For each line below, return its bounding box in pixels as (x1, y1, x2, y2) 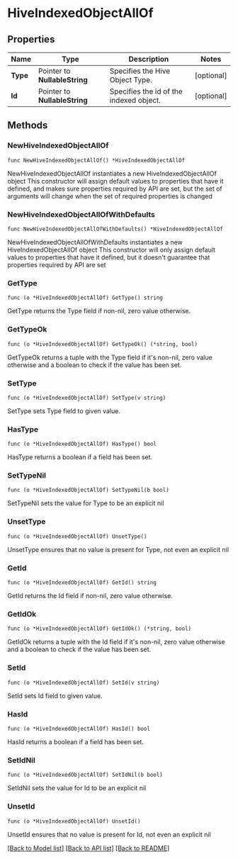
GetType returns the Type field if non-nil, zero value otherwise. (7, 307, 191, 315)
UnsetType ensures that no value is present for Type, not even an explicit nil (7, 545, 229, 554)
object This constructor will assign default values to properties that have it (7, 176, 224, 185)
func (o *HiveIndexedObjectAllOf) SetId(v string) (7, 679, 160, 686)
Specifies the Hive (109, 66, 171, 76)
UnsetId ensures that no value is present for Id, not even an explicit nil (7, 830, 211, 838)
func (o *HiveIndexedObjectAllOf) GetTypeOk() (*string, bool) (7, 340, 198, 348)
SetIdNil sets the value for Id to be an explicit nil (7, 784, 147, 792)
